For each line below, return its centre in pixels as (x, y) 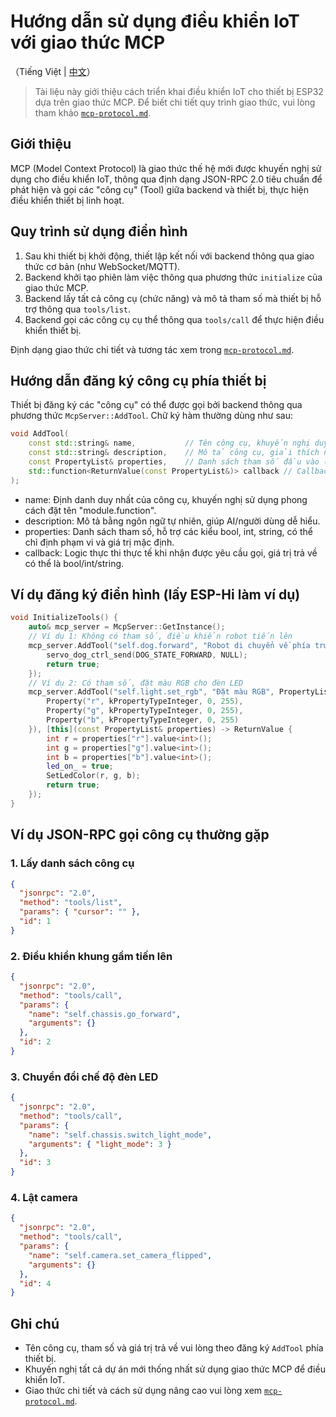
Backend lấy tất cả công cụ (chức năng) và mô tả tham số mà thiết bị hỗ (173, 298)
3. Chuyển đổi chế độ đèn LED (84, 1077)
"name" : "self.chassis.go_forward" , (105, 1014)
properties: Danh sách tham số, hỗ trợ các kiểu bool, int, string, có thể (168, 531)
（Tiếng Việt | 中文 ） (53, 71)
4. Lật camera (44, 1198)
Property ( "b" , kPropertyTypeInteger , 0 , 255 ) (143, 720)
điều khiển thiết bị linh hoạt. (67, 200)
